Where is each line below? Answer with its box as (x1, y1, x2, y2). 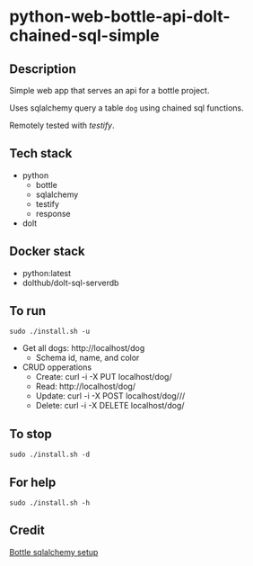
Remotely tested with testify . (9, 120, 115, 130)
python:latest (22, 267, 72, 278)
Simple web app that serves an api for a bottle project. (9, 85, 210, 95)
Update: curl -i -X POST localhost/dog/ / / (35, 391, 186, 401)
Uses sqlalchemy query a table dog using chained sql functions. (9, 103, 244, 113)
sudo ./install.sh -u (9, 327, 91, 337)
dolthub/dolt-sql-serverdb (22, 277, 119, 288)
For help (9, 474, 57, 490)
